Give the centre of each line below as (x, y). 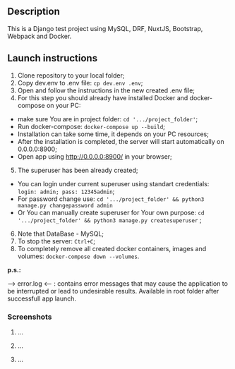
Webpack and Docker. (40, 36)
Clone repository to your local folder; (71, 75)
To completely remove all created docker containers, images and (112, 248)
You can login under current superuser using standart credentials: (113, 183)
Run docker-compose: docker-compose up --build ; (91, 126)
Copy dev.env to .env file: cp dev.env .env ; (80, 83)
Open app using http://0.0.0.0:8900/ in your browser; (95, 156)
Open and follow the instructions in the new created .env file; (106, 90)
